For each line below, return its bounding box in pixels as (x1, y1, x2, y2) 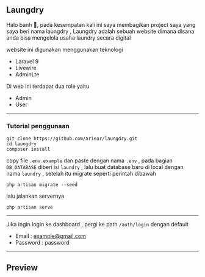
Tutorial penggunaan (6, 121, 70, 130)
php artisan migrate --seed (6, 182, 78, 188)
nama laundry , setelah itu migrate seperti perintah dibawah (6, 170, 157, 178)
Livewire (15, 64, 37, 71)
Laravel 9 (15, 57, 39, 65)
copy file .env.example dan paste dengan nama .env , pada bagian (6, 157, 173, 164)
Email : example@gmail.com (15, 232, 87, 240)
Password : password (15, 239, 70, 246)
